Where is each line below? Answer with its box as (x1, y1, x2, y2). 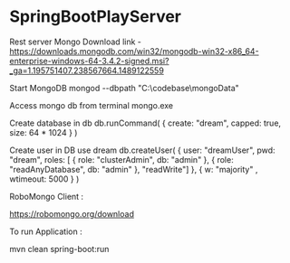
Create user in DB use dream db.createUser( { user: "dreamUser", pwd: (9, 145, 275, 155)
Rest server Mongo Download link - (9, 36, 142, 47)
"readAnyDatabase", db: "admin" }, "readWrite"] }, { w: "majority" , (9, 164, 258, 174)
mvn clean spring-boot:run (9, 243, 110, 254)
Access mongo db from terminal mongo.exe (9, 99, 174, 110)
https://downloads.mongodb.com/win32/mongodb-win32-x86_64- (9, 45, 260, 56)
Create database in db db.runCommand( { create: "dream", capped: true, (9, 117, 282, 128)
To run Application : (9, 226, 83, 237)
